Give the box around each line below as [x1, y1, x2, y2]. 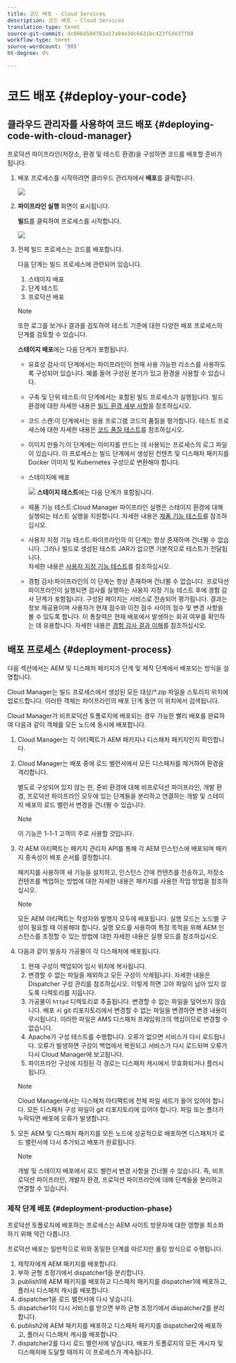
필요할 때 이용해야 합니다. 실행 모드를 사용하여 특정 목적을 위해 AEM [30, 923, 217, 931]
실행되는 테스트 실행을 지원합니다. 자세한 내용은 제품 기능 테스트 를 [27, 511, 209, 520]
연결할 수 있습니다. [17, 1184, 69, 1192]
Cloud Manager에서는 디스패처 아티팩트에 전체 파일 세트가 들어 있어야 [17, 1096, 211, 1105]
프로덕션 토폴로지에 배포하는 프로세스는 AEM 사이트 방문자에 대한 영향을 [7, 1220, 206, 1229]
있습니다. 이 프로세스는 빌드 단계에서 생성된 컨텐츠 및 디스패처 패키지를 [35, 449, 230, 457]
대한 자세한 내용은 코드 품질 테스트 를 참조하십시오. [46, 425, 185, 434]
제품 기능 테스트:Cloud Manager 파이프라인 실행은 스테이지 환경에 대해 [27, 502, 223, 511]
